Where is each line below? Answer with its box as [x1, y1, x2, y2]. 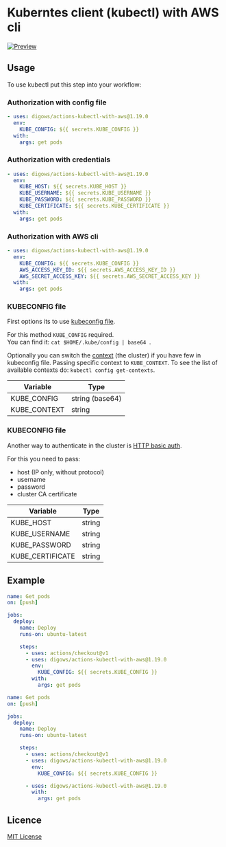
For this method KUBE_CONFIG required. [7, 331, 114, 339]
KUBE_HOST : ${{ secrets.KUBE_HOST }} [19, 184, 127, 190]
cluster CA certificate [16, 489, 77, 498]
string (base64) [71, 394, 122, 404]
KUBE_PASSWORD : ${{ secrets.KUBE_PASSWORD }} [19, 196, 152, 203]
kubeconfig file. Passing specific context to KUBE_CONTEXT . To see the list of [7, 359, 218, 367]
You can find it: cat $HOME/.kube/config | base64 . [7, 338, 151, 346]
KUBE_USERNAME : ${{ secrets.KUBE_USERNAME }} [19, 190, 152, 197]
